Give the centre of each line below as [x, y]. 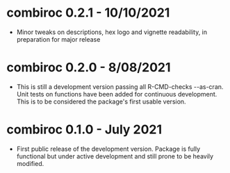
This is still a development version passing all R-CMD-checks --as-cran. [120, 86]
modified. [30, 163]
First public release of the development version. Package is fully [108, 149]
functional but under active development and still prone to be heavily [115, 156]
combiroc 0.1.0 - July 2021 [84, 130]
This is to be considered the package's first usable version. [101, 101]
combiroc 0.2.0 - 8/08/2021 [89, 68]
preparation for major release [58, 39]
